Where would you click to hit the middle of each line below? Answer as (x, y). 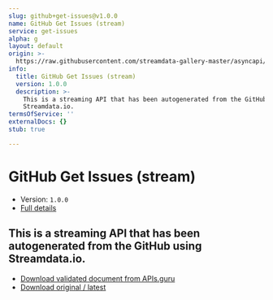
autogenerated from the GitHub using (105, 246)
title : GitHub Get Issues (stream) (76, 76)
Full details (38, 207)
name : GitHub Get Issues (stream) (67, 24)
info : (17, 69)
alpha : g (23, 39)
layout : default (36, 46)
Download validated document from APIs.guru (97, 278)
